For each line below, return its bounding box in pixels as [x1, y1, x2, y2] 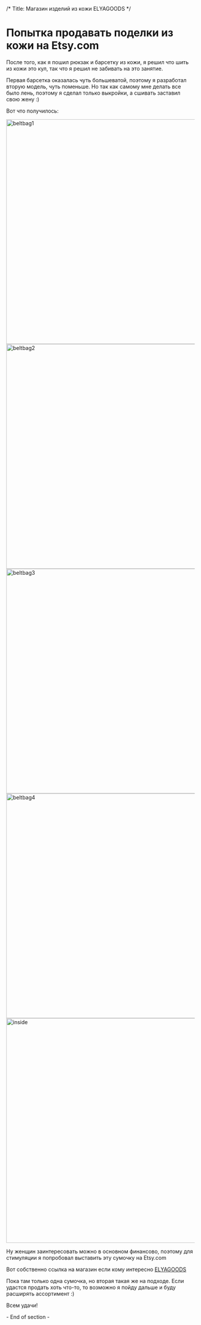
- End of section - [6, 1313, 50, 1320]
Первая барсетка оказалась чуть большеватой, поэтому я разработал [6, 76, 187, 83]
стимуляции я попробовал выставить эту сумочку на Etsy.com [6, 1254, 166, 1261]
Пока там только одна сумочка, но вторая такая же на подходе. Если [6, 1277, 184, 1284]
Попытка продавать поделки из [6, 26, 173, 40]
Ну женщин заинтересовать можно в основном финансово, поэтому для [6, 1248, 193, 1255]
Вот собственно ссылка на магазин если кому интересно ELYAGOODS [6, 1266, 187, 1273]
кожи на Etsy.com [6, 39, 99, 53]
